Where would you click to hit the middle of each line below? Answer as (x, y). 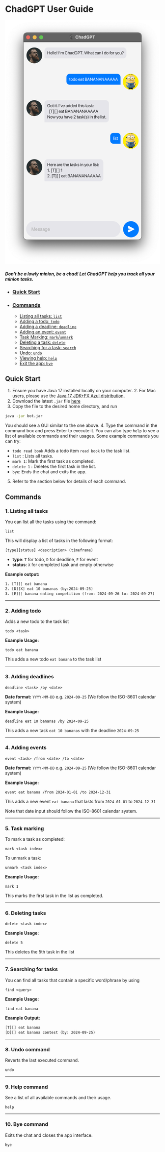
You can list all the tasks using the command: (51, 522)
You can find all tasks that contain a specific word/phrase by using (72, 980)
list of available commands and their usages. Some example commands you (82, 436)
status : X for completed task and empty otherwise (63, 565)
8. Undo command (27, 1049)
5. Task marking (25, 828)
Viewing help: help (38, 358)
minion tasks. (19, 279)
